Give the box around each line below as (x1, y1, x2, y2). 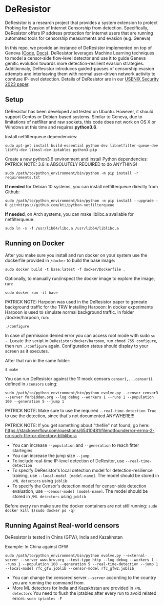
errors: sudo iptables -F (12, 596, 62, 602)
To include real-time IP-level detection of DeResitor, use (12, 457, 124, 464)
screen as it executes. (5, 348, 49, 354)
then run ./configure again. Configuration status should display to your (5, 343, 149, 349)
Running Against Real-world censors (5, 521, 120, 530)
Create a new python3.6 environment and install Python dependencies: (5, 156, 148, 162)
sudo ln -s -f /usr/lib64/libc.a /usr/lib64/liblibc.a (5, 226, 119, 231)
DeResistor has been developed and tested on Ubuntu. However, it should (5, 108, 154, 114)
